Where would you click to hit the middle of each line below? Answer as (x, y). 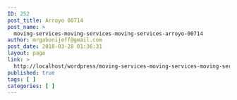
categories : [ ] (31, 86)
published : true (31, 73)
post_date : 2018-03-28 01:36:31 (55, 46)
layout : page (26, 54)
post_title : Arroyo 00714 (45, 20)
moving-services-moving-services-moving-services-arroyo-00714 (108, 33)
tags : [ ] (22, 79)
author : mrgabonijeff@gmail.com (55, 40)
